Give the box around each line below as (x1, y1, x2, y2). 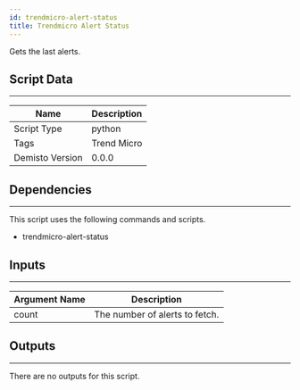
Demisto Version (13, 152, 83, 164)
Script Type (13, 122, 62, 135)
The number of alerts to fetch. (94, 308, 220, 320)
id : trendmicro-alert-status (9, 12, 118, 22)
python (91, 122, 121, 135)
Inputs (9, 257, 46, 272)
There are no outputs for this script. (9, 370, 140, 381)
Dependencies (9, 182, 92, 197)
